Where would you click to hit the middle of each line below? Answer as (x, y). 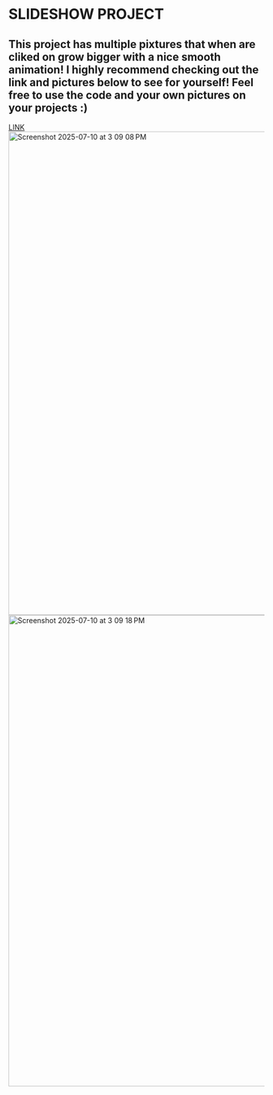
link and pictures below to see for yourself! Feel (131, 82)
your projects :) (48, 108)
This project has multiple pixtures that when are (132, 44)
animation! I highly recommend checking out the (134, 70)
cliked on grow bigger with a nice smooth (115, 57)
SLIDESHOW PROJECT (86, 14)
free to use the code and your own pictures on (127, 95)
